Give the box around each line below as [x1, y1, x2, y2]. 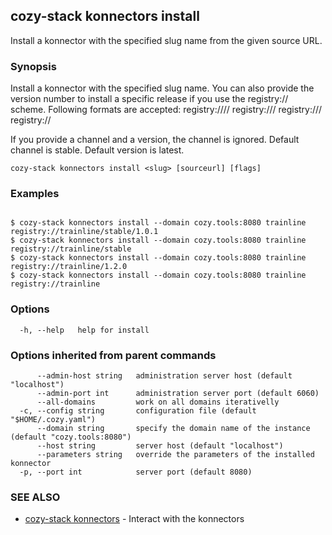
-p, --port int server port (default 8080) [19, 467, 253, 477]
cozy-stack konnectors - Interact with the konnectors [24, 513, 245, 525]
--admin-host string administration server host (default [36, 371, 293, 381]
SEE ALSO [10, 490, 61, 504]
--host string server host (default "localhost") [36, 441, 284, 451]
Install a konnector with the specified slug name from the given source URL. [10, 34, 323, 46]
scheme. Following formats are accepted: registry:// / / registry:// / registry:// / [10, 104, 323, 116]
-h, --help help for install [19, 325, 150, 335]
